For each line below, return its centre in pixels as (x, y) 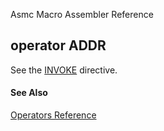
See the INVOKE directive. (64, 70)
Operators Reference (53, 115)
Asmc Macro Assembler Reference (82, 14)
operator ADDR (58, 45)
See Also (29, 93)
